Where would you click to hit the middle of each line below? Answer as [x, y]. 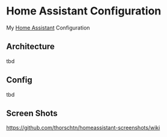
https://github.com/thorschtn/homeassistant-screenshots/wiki [83, 128]
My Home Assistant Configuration [48, 28]
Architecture [31, 47]
